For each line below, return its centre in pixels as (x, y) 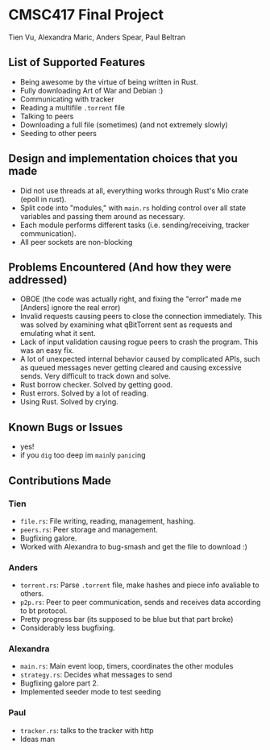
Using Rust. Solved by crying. (69, 402)
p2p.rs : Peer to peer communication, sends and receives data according (140, 603)
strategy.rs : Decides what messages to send (96, 675)
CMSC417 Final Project (86, 15)
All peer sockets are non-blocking (76, 242)
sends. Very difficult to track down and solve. (95, 376)
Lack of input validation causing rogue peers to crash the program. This (139, 342)
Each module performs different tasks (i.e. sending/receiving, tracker (135, 225)
